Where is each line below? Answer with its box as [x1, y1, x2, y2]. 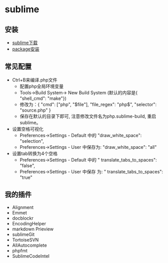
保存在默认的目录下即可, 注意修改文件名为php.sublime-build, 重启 [19, 113, 157, 119]
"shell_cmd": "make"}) [19, 95, 67, 101]
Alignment [12, 204, 34, 210]
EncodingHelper [12, 220, 46, 226]
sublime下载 [12, 40, 38, 45]
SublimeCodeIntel [12, 253, 50, 259]
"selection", [19, 138, 44, 144]
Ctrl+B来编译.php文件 [12, 76, 58, 83]
